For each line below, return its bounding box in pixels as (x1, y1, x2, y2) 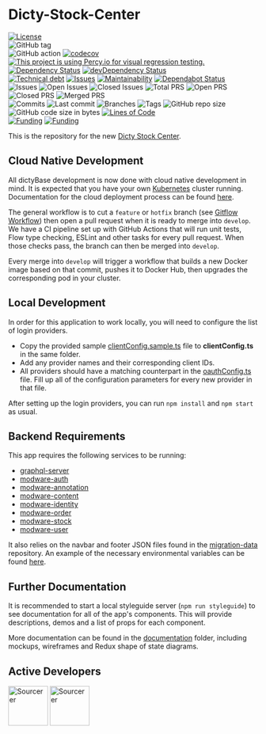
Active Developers (8, 664, 101, 678)
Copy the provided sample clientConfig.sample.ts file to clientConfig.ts (19, 340, 254, 350)
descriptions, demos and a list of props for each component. (8, 618, 206, 627)
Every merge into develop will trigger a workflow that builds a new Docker (8, 256, 248, 266)
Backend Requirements (8, 429, 126, 443)
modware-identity (19, 500, 79, 509)
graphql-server (19, 466, 70, 476)
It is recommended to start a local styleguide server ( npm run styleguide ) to (8, 601, 256, 610)
